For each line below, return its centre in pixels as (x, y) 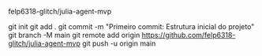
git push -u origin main (119, 43)
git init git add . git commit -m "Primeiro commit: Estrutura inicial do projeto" (131, 26)
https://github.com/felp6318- (189, 35)
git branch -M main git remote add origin (74, 35)
